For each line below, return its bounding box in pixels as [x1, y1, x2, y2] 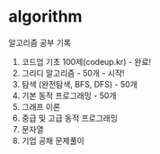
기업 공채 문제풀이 [21, 135, 84, 146]
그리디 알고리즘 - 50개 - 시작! [21, 68, 125, 78]
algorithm [8, 6, 83, 27]
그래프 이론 [21, 101, 61, 112]
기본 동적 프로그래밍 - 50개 [21, 90, 117, 101]
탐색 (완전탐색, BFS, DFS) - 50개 [21, 78, 138, 89]
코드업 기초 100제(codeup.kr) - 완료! [21, 56, 152, 67]
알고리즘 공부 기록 [8, 37, 71, 48]
